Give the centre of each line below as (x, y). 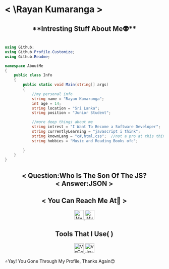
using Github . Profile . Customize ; (40, 52)
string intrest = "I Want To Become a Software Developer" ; (96, 127)
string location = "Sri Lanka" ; (66, 108)
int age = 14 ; (46, 103)
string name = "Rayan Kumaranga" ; (68, 99)
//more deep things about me (62, 122)
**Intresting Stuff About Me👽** (84, 29)
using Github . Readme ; (27, 57)
